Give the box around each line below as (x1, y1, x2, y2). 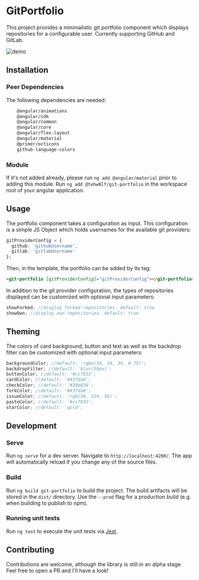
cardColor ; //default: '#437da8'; (6, 377, 92, 383)
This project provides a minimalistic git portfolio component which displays (6, 24, 189, 31)
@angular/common (17, 119, 57, 125)
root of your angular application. (6, 186, 85, 194)
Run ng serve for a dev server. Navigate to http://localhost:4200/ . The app (6, 452, 192, 459)
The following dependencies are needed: (6, 96, 107, 103)
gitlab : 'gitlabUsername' (11, 248, 76, 255)
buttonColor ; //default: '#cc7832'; (6, 371, 97, 378)
